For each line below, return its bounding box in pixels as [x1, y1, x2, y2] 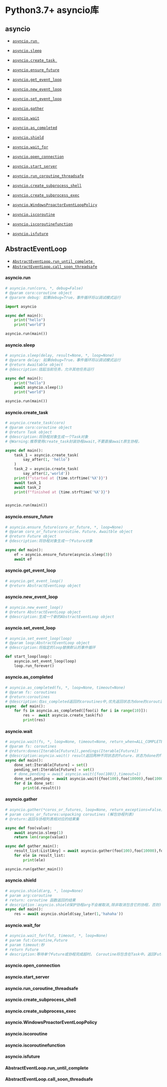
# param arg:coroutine [5, 893, 52, 898]
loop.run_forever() [14, 663, 55, 668]
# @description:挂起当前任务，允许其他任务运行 [5, 366, 94, 372]
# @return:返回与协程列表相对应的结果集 [5, 816, 80, 821]
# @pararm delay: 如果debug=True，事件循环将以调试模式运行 [5, 358, 121, 363]
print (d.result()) [23, 786, 61, 791]
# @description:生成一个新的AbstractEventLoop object [5, 614, 114, 619]
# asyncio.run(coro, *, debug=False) [5, 286, 83, 291]
